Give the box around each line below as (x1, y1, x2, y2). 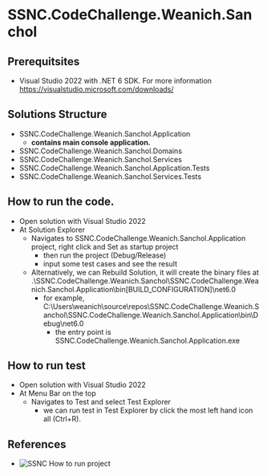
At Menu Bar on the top (18, 389, 97, 398)
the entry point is (55, 327, 111, 336)
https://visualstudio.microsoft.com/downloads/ (18, 84, 174, 94)
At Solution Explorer (18, 225, 86, 234)
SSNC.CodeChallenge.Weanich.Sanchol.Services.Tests (18, 171, 202, 181)
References (7, 437, 67, 451)
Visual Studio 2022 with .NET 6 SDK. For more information (18, 76, 212, 85)
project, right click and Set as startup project (30, 242, 179, 251)
